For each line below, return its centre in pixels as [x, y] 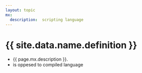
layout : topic [21, 10]
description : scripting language [47, 20]
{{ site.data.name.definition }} [71, 45]
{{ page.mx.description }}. [40, 59]
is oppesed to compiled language [48, 65]
